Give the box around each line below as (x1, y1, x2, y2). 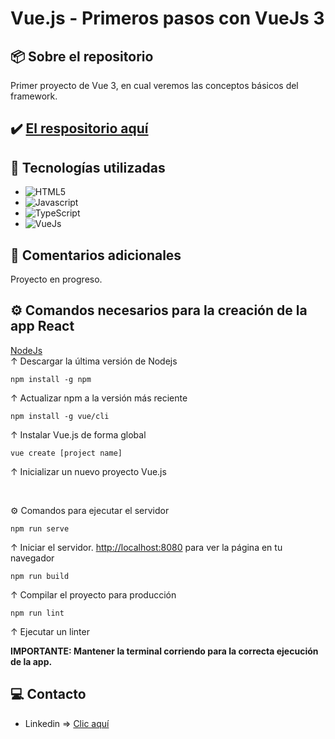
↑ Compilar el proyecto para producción (10, 588, 177, 601)
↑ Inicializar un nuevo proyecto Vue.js (10, 465, 167, 477)
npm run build (10, 571, 70, 581)
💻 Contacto (10, 686, 87, 703)
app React (10, 318, 75, 335)
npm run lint (10, 608, 65, 618)
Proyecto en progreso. (10, 273, 103, 286)
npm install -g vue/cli (10, 411, 110, 421)
